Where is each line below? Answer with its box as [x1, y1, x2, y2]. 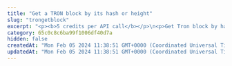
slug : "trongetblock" [7, 16, 70, 23]
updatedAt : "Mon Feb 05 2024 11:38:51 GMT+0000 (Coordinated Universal [7, 49, 217, 56]
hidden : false [7, 36, 48, 43]
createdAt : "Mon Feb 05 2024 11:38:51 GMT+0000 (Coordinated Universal [7, 42, 217, 49]
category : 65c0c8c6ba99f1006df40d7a [7, 29, 113, 36]
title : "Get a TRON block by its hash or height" [7, 10, 153, 17]
